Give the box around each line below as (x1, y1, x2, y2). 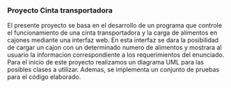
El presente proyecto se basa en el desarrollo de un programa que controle (7, 21, 223, 30)
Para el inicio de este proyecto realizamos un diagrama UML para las (7, 58, 205, 67)
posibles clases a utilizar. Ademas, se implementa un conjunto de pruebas (7, 65, 220, 74)
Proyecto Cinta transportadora (7, 6, 113, 15)
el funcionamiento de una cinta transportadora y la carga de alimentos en (7, 28, 218, 37)
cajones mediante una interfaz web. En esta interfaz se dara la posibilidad (7, 36, 219, 44)
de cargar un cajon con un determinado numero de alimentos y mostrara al (7, 44, 222, 52)
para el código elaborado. (7, 73, 81, 81)
